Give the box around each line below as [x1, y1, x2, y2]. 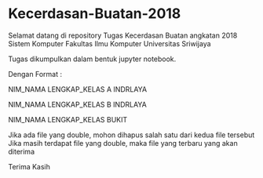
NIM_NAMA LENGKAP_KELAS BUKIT [8, 114, 128, 124]
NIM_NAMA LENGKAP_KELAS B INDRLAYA [8, 100, 147, 109]
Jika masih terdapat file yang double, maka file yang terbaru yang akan [8, 138, 238, 147]
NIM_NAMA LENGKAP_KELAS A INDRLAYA [8, 84, 148, 94]
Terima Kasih [8, 162, 51, 171]
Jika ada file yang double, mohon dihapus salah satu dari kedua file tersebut [8, 130, 255, 140]
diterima [8, 147, 35, 156]
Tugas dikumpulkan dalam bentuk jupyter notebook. [8, 54, 177, 64]
